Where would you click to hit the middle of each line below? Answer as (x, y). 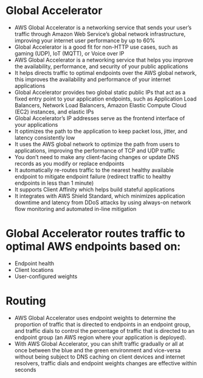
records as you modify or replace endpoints (69, 163)
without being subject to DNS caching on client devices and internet (100, 357)
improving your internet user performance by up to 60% (85, 40)
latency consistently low (45, 137)
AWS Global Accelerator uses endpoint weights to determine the (95, 318)
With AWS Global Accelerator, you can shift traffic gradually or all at (99, 344)
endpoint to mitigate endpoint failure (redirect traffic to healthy (93, 176)
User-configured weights (46, 276)
